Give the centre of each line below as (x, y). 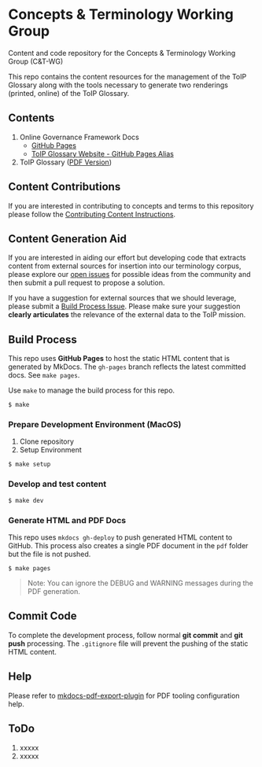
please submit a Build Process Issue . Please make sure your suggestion (124, 306)
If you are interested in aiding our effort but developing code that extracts (127, 258)
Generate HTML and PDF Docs (67, 520)
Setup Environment (51, 450)
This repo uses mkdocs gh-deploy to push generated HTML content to (120, 537)
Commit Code (42, 616)
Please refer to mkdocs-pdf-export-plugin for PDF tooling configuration (124, 695)
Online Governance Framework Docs (79, 137)
